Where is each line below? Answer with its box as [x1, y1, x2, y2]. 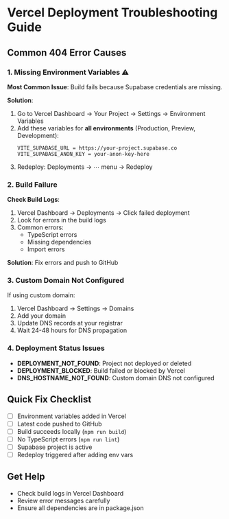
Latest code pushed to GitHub [16, 419, 102, 428]
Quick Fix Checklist [7, 393, 92, 406]
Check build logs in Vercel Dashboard [16, 489, 124, 497]
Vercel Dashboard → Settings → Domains [16, 304, 134, 313]
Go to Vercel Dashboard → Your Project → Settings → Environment [16, 109, 206, 117]
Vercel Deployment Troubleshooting [7, 5, 218, 21]
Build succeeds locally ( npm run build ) [16, 427, 127, 435]
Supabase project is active [16, 443, 93, 451]
